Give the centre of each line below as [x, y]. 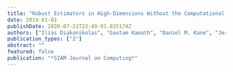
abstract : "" [26, 45]
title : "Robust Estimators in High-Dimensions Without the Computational [116, 13]
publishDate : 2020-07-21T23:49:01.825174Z [69, 26]
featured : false [31, 52]
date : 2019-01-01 [32, 20]
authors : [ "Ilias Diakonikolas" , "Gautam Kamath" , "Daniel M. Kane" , [110, 33]
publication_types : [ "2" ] [44, 39]
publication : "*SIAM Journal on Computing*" [72, 58]
